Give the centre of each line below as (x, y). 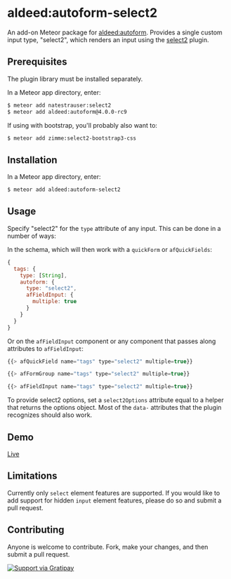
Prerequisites (37, 62)
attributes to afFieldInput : (46, 348)
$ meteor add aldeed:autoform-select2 (64, 190)
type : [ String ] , (44, 275)
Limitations (32, 476)
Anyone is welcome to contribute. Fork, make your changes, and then (108, 547)
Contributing (36, 530)
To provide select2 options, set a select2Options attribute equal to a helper (115, 400)
